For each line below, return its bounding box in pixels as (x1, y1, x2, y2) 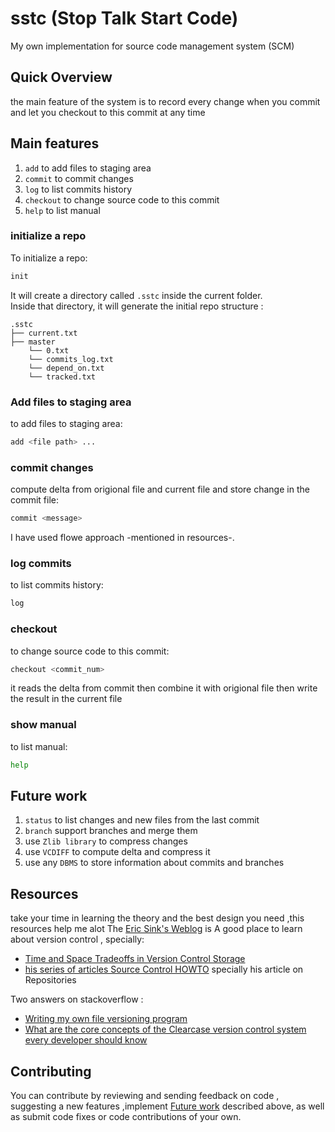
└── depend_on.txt (28, 363, 105, 373)
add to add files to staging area (24, 162, 152, 174)
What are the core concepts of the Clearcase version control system (24, 1023, 307, 1036)
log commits (10, 557, 72, 570)
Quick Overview (10, 69, 113, 86)
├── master (10, 337, 56, 347)
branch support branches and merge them (24, 825, 198, 837)
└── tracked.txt (28, 372, 97, 382)
